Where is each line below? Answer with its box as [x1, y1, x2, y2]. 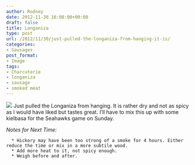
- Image [6, 58, 25, 64]
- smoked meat [6, 85, 41, 91]
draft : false [6, 19, 38, 25]
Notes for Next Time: [6, 126, 57, 133]
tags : [6, 63, 19, 70]
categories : [6, 42, 35, 48]
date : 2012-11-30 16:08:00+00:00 [6, 14, 89, 20]
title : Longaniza [6, 25, 49, 31]
